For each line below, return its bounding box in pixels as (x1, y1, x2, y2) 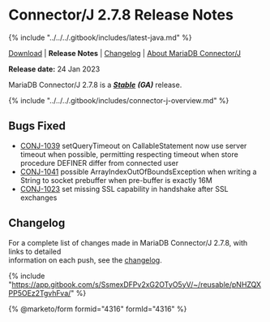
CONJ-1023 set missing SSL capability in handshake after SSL (19, 184, 229, 194)
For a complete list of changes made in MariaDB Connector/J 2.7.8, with (8, 237, 248, 247)
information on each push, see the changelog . (8, 255, 162, 265)
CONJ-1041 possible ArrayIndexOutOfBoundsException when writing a (19, 167, 257, 176)
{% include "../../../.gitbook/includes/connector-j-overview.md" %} (8, 95, 229, 105)
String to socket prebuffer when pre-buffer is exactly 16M (19, 175, 212, 185)
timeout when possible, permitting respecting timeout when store (19, 149, 239, 159)
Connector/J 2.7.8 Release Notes (8, 6, 234, 24)
